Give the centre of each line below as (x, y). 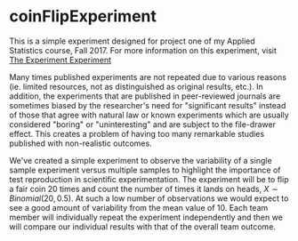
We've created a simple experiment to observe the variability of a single (141, 160)
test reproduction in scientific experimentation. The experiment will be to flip (149, 179)
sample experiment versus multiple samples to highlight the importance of (145, 170)
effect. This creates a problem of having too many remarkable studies (137, 133)
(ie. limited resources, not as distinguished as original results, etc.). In (137, 86)
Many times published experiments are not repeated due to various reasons (148, 76)
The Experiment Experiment (60, 60)
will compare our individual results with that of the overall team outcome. (142, 226)
